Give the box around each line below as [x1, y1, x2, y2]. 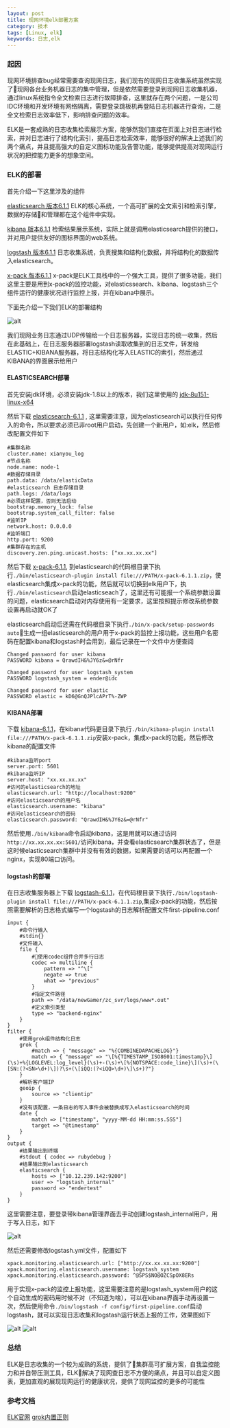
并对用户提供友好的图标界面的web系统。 [7, 233, 121, 241]
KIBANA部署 [7, 709, 43, 717]
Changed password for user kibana [7, 651, 106, 658]
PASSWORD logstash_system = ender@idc [7, 675, 118, 682]
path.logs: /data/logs [7, 490, 72, 497]
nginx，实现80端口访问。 [7, 855, 79, 863]
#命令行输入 [19, 927, 49, 934]
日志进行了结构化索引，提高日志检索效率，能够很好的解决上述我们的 [30, 134, 223, 142]
